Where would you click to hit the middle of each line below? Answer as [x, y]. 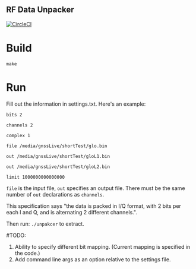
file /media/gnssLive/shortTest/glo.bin [57, 146]
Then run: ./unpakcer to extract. [45, 224]
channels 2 [20, 125]
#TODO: [16, 235]
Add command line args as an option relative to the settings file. [93, 259]
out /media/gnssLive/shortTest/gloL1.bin [58, 156]
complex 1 [18, 135]
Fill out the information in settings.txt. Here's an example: [76, 104]
